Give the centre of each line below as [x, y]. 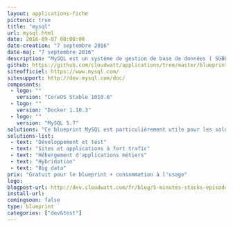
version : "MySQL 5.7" [48, 123]
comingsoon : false [34, 200]
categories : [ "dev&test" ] [44, 213]
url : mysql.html [31, 33]
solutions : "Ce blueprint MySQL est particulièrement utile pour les [110, 129]
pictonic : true [29, 20]
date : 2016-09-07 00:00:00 [46, 39]
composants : [24, 84]
